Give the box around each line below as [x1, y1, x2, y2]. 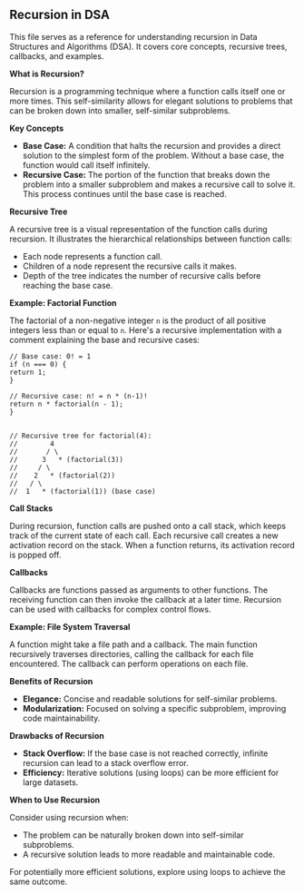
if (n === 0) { [9, 359, 67, 368]
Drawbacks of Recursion [9, 730, 104, 741]
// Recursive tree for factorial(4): [9, 431, 152, 440]
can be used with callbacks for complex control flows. [9, 604, 211, 614]
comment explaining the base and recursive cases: [9, 334, 200, 345]
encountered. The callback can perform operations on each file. [9, 658, 249, 669]
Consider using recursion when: [9, 811, 129, 822]
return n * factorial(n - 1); [9, 399, 124, 408]
